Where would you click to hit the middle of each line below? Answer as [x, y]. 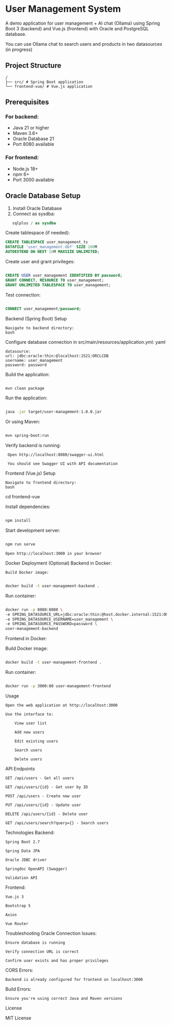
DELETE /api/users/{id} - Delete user [47, 814]
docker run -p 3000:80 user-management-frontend [58, 686]
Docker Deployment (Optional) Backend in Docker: [59, 563]
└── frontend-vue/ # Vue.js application [49, 86]
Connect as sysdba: [34, 214]
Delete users [28, 759]
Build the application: [28, 374]
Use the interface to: [29, 714]
